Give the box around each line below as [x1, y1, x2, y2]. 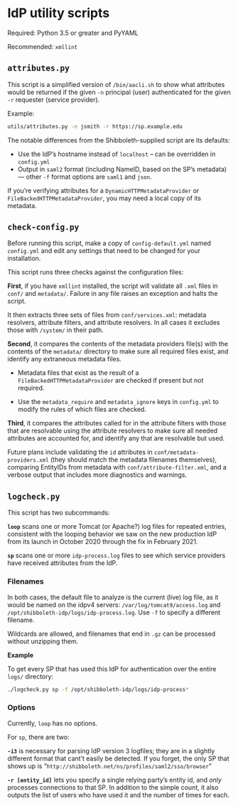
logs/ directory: [7, 672, 54, 681]
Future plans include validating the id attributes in [7, 448, 153, 457]
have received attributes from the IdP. [7, 559, 118, 567]
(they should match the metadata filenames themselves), [50, 455, 217, 464]
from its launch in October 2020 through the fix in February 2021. [7, 537, 198, 546]
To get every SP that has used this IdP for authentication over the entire [7, 664, 217, 673]
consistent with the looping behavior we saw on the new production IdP [7, 529, 217, 539]
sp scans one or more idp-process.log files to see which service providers [7, 551, 226, 560]
